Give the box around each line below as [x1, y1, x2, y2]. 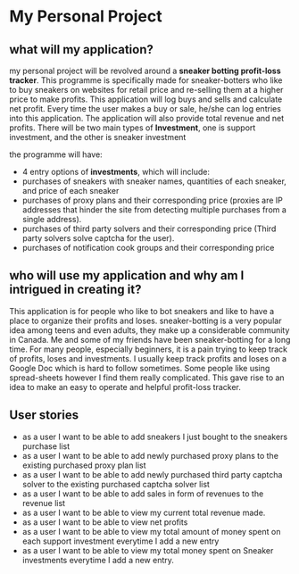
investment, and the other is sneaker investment [9, 132, 187, 142]
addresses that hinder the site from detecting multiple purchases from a [21, 204, 287, 215]
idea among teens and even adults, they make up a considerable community [9, 324, 290, 336]
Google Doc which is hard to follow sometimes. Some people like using [9, 362, 270, 373]
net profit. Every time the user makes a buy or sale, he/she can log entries [9, 104, 281, 113]
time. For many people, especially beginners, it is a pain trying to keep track [9, 344, 288, 354]
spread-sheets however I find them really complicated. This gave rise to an [9, 372, 285, 383]
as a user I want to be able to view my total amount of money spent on [21, 526, 281, 537]
